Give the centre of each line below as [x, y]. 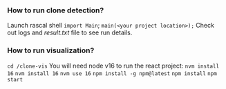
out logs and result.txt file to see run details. [70, 32]
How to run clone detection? [56, 10]
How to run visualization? [51, 50]
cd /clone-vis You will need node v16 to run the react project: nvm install [113, 66]
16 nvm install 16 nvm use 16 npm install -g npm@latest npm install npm [112, 73]
